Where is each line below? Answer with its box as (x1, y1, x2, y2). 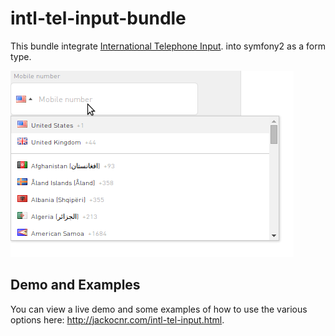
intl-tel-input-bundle (10, 7, 187, 30)
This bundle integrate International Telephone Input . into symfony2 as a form (10, 40, 326, 52)
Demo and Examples (10, 277, 141, 294)
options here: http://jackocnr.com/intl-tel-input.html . (10, 313, 225, 326)
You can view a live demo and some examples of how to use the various (10, 303, 308, 315)
